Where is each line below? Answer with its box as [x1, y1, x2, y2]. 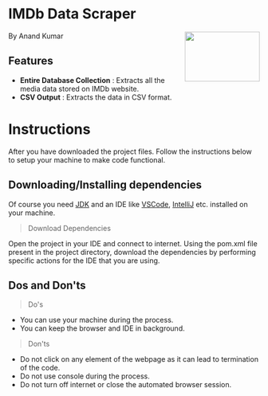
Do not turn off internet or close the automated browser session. [19, 380, 232, 390]
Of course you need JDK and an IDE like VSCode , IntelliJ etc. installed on [8, 199, 249, 209]
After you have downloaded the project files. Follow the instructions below [8, 147, 253, 156]
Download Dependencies [27, 223, 112, 233]
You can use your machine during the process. [19, 316, 174, 325]
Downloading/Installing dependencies [8, 178, 202, 192]
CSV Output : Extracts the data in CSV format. [19, 92, 172, 102]
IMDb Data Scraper [8, 5, 137, 23]
